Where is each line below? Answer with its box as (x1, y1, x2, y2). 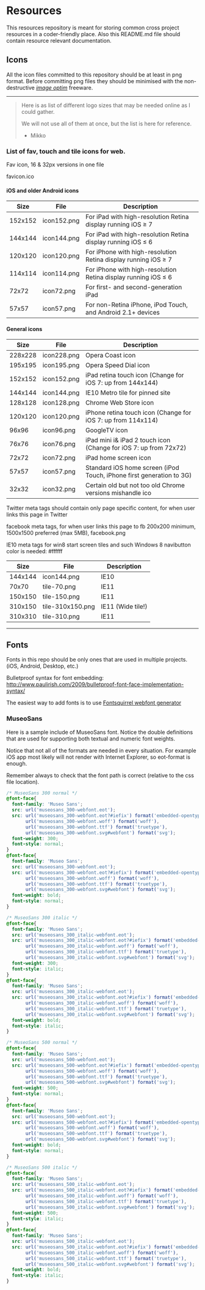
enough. (6, 759, 27, 767)
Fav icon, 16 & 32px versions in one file (6, 161, 104, 168)
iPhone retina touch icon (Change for (85, 408, 192, 417)
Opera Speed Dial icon (85, 361, 150, 370)
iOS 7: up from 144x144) (85, 379, 159, 387)
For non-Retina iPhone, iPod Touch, (85, 300, 188, 309)
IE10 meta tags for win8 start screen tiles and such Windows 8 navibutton (6, 541, 191, 548)
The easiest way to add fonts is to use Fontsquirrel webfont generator (6, 699, 182, 707)
